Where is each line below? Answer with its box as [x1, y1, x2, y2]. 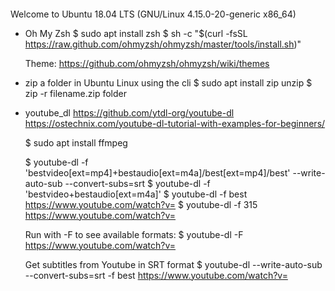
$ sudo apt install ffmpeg [24, 136, 128, 149]
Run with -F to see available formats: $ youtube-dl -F [24, 228, 244, 240]
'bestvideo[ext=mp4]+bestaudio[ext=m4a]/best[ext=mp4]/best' [24, 166, 291, 179]
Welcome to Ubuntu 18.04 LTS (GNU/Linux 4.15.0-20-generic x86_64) [10, 8, 297, 20]
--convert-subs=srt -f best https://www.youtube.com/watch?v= [24, 269, 288, 281]
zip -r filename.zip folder [24, 87, 127, 99]
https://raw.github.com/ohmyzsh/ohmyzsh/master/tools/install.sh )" [24, 38, 302, 50]
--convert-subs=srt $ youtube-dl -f [64, 177, 211, 189]
